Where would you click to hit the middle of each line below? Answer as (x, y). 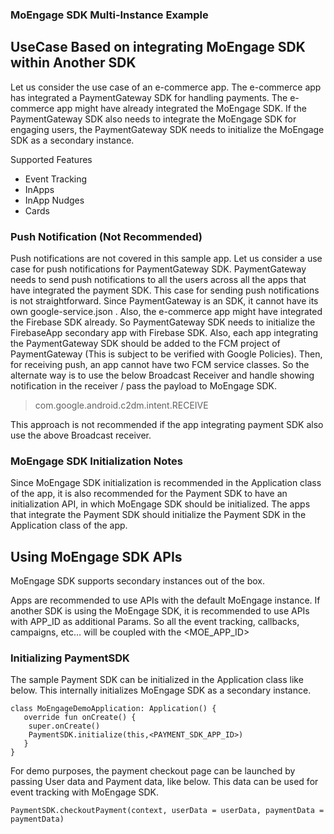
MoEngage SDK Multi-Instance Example (109, 15)
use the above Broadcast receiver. (81, 435)
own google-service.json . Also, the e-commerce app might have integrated (166, 312)
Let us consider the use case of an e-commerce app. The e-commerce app (166, 87)
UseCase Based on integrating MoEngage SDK (158, 47)
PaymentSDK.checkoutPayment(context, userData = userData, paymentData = (167, 811)
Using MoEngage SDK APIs (96, 556)
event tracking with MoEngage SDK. (85, 792)
